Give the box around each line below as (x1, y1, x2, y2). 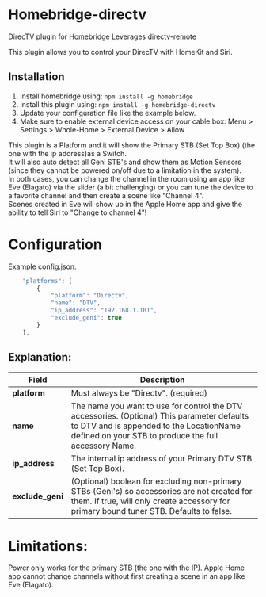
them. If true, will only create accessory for (70, 496, 230, 507)
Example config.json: (8, 262, 77, 271)
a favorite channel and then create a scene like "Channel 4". (8, 190, 204, 200)
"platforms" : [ (22, 277, 73, 285)
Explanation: (8, 350, 72, 364)
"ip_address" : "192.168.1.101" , (50, 307, 158, 315)
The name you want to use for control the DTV (70, 400, 243, 411)
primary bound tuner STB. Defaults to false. (70, 505, 232, 516)
